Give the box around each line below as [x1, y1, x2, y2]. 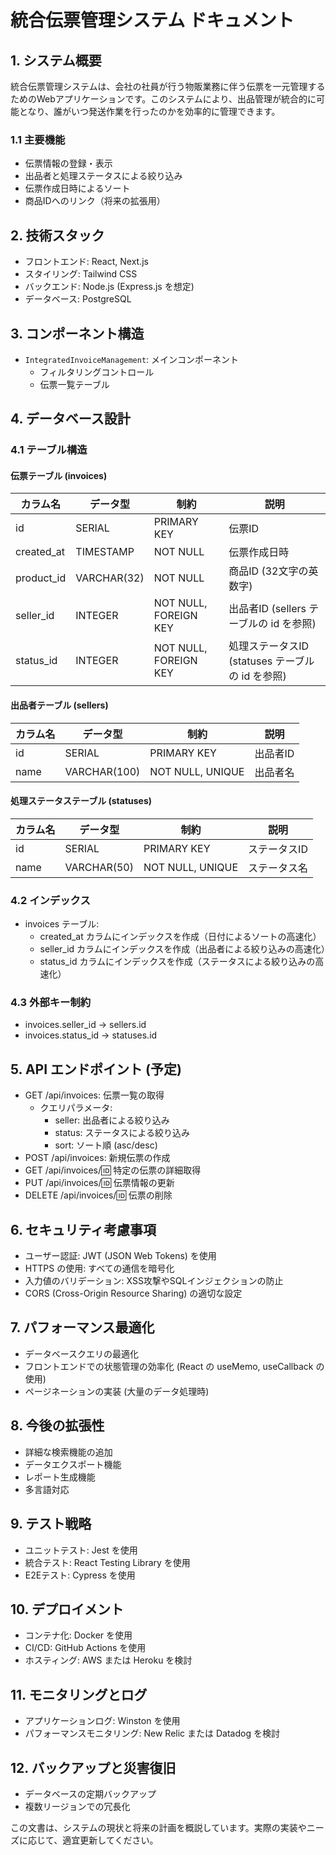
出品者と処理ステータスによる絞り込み [24, 170, 183, 182]
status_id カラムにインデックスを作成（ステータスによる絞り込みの [39, 956, 316, 968]
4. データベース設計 [10, 411, 131, 428]
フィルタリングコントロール [39, 366, 155, 378]
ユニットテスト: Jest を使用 [24, 1544, 138, 1556]
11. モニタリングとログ [10, 1686, 148, 1703]
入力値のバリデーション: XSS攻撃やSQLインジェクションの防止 [24, 1275, 284, 1287]
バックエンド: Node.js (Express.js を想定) [24, 281, 195, 293]
